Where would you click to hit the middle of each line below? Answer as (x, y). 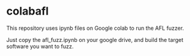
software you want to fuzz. (40, 46)
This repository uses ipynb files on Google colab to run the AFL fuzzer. (95, 28)
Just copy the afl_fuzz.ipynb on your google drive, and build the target (95, 40)
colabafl (27, 11)
